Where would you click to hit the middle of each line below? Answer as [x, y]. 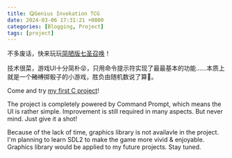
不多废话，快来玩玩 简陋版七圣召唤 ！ [59, 53]
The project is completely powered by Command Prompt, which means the [114, 104]
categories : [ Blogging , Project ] [56, 26]
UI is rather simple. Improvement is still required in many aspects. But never [115, 112]
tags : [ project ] [31, 33]
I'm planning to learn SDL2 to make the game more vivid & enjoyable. [106, 140]
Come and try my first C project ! [53, 91]
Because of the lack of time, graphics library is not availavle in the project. [113, 132]
